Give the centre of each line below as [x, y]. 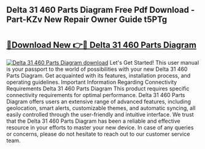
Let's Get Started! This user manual [154, 63]
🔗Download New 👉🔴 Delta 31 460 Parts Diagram [101, 45]
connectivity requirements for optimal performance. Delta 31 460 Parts [96, 95]
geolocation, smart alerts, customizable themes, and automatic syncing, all [101, 108]
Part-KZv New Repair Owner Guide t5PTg [87, 20]
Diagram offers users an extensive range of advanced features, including [99, 101]
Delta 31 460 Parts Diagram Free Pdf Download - [101, 10]
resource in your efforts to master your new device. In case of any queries [100, 127]
